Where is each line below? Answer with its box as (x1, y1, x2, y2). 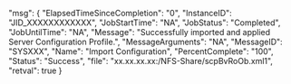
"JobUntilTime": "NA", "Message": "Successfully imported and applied (8, 27, 271, 37)
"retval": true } (8, 65, 63, 76)
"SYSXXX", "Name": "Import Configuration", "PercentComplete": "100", (8, 46, 274, 57)
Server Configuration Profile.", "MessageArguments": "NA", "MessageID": (8, 36, 283, 47)
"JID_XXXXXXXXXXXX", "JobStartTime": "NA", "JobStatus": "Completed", (8, 17, 281, 28)
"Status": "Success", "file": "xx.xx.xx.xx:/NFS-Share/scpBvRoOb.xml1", (8, 56, 274, 66)
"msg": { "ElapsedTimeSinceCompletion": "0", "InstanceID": (8, 8, 232, 18)
